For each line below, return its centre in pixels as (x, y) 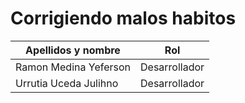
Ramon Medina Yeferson (73, 67)
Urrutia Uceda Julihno (67, 83)
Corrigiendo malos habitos (123, 18)
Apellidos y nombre (73, 50)
